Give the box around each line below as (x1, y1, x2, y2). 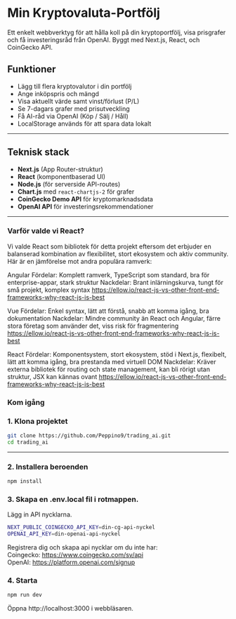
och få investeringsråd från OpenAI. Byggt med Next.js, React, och (7, 35, 200, 44)
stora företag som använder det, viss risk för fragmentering (7, 321, 179, 330)
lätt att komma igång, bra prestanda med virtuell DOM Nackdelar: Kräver (7, 357, 216, 366)
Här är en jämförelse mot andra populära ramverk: (7, 257, 152, 265)
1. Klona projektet (7, 416, 68, 426)
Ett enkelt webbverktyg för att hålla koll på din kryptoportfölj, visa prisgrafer (7, 28, 226, 36)
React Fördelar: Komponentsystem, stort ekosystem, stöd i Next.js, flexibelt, (7, 350, 227, 359)
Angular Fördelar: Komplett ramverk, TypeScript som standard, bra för (7, 270, 210, 279)
